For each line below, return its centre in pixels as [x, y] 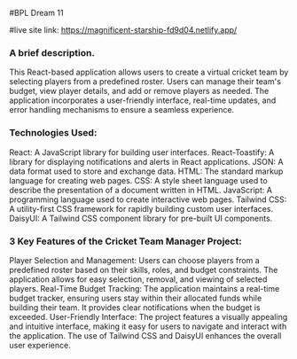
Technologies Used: [53, 133]
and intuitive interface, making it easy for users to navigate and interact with [148, 326]
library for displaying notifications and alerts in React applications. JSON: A [146, 161]
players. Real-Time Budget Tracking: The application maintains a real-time [145, 288]
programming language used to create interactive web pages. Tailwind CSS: [148, 199]
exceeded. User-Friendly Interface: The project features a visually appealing [148, 316]
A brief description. [52, 52]
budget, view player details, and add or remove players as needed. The [139, 91]
